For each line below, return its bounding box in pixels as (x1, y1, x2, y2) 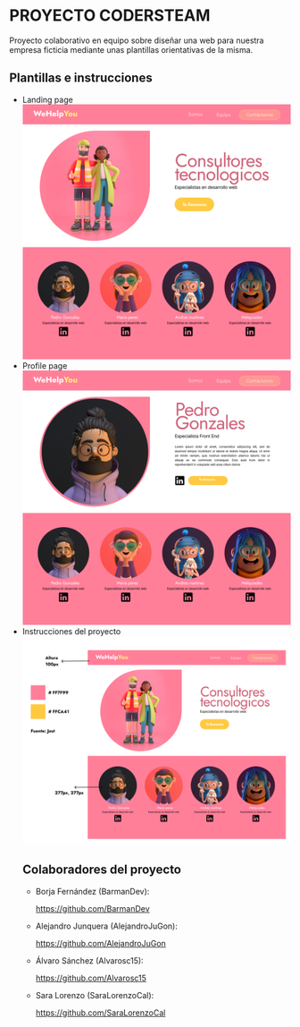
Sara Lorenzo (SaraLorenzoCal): (35, 989, 154, 1000)
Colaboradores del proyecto (21, 862, 181, 878)
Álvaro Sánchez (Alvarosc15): (35, 955, 145, 966)
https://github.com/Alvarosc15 (35, 972, 147, 983)
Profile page (21, 360, 68, 371)
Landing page (21, 94, 73, 105)
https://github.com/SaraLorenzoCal (35, 1007, 166, 1018)
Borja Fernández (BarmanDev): (35, 886, 150, 896)
